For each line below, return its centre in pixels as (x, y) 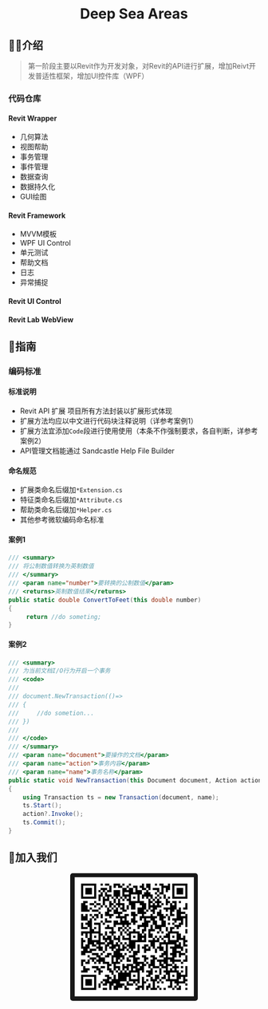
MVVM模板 (38, 234)
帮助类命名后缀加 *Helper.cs (66, 510)
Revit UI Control (35, 301)
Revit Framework (37, 215)
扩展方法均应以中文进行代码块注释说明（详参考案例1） (108, 421)
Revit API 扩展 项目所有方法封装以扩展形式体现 (96, 411)
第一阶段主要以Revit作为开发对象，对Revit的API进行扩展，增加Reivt (138, 66)
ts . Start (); (42, 806)
